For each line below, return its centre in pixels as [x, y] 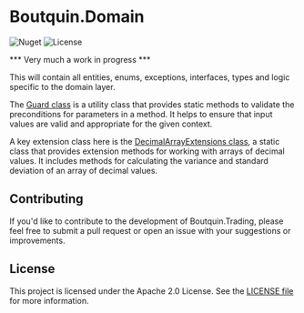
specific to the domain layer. [62, 86]
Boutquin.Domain [77, 17]
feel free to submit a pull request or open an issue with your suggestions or [150, 230]
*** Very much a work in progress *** [80, 59]
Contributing [46, 199]
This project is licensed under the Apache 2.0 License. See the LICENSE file [152, 291]
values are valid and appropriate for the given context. [111, 124]
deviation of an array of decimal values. [83, 170]
